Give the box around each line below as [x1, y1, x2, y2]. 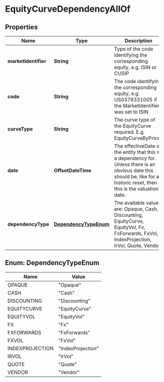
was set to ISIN [114, 108, 149, 115]
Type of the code [114, 45, 154, 52]
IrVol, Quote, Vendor [114, 242, 161, 249]
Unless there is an [114, 161, 155, 168]
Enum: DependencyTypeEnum [5, 259, 100, 267]
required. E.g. [114, 128, 145, 135]
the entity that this [114, 149, 156, 155]
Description [124, 38, 153, 44]
